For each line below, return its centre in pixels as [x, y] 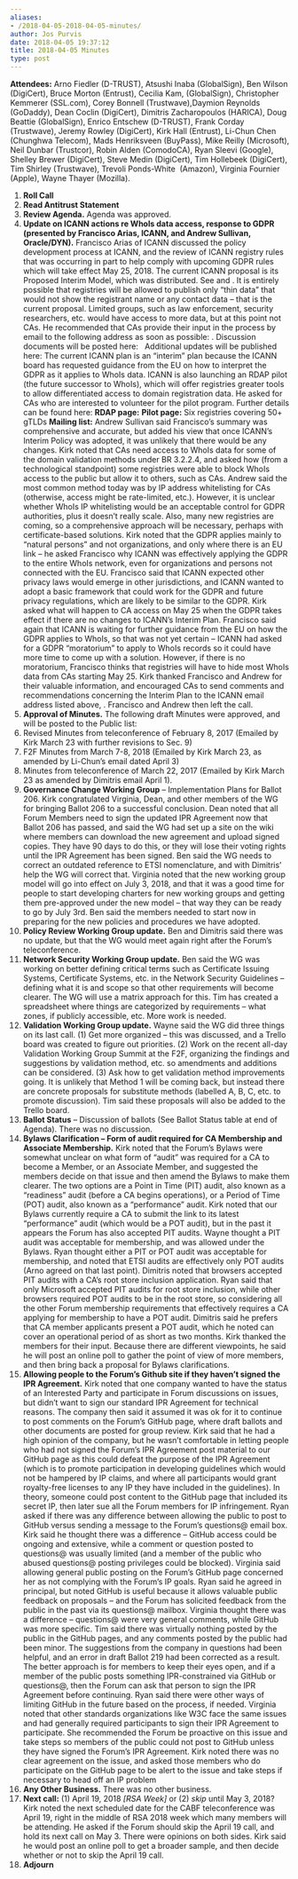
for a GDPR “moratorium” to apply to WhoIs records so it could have [147, 648]
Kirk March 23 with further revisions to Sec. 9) [108, 742]
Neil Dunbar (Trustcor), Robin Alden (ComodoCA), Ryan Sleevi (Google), [142, 150]
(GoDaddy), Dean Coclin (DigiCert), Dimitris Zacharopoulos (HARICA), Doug [149, 112]
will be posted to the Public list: [80, 723]
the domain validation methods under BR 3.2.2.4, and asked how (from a [155, 459]
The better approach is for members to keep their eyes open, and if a [149, 1666]
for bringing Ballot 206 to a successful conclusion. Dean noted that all [150, 808]
